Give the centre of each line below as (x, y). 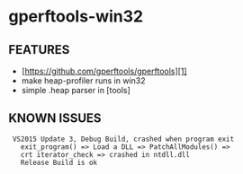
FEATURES (39, 50)
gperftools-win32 (76, 17)
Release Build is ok (59, 162)
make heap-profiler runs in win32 (83, 81)
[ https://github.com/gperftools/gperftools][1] (104, 71)
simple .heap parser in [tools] (76, 90)
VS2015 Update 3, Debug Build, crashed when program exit (123, 139)
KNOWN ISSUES (55, 118)
